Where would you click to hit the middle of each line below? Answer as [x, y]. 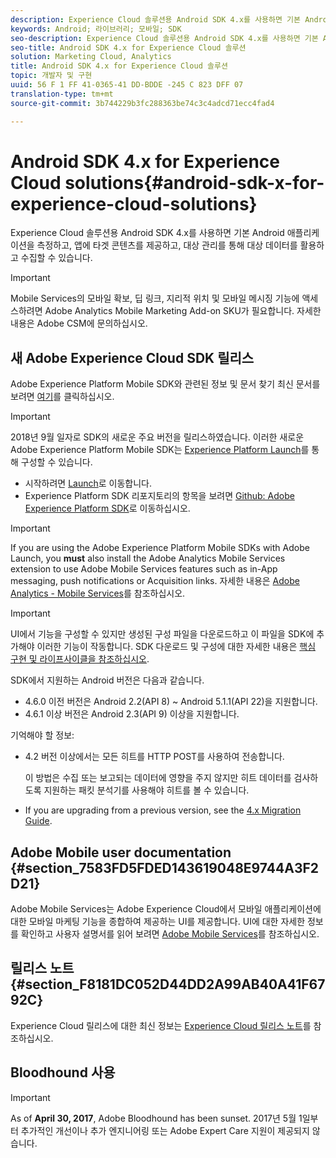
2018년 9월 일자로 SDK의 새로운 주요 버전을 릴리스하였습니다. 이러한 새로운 [157, 437]
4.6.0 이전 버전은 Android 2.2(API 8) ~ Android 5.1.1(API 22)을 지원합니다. [171, 702]
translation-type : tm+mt [62, 94]
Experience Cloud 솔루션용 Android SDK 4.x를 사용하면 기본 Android [147, 233]
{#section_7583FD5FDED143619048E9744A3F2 [165, 867]
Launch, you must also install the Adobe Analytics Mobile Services [148, 558]
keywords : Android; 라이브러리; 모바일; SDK [96, 29]
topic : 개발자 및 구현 [51, 76]
